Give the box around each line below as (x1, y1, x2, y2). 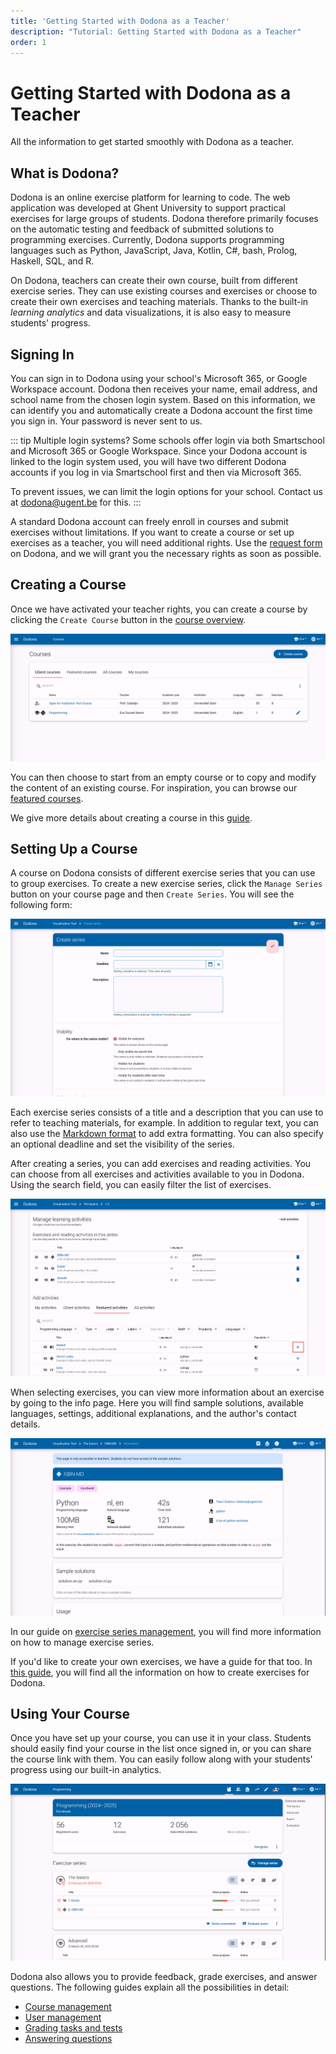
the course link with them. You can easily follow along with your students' (10, 1753, 313, 1765)
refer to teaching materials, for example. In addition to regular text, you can (10, 1116, 319, 1129)
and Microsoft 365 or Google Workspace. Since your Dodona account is (10, 445, 308, 457)
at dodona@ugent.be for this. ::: (10, 496, 142, 508)
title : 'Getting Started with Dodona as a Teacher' (10, 16, 230, 26)
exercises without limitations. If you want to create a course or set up (10, 526, 295, 538)
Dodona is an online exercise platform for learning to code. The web (10, 191, 291, 204)
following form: (10, 899, 73, 911)
